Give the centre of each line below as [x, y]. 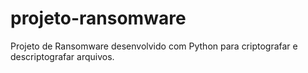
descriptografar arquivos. [62, 56]
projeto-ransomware [98, 18]
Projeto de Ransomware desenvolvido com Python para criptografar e [154, 46]
